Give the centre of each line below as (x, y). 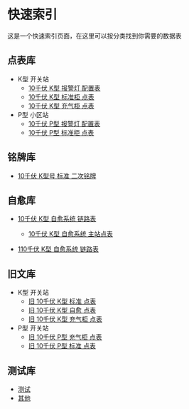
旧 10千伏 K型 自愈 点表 (62, 310)
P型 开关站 (33, 328)
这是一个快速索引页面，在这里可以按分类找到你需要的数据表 (94, 36)
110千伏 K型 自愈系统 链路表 (58, 249)
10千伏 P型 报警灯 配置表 (64, 123)
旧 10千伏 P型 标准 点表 (62, 346)
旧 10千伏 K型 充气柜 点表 (65, 319)
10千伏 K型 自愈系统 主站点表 (71, 234)
